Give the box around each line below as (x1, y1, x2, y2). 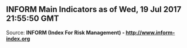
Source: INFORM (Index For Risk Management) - (6, 29, 125, 36)
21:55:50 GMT (6, 14, 59, 24)
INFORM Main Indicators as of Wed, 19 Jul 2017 (6, 5, 182, 14)
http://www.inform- (125, 29, 175, 36)
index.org (6, 35, 30, 42)
